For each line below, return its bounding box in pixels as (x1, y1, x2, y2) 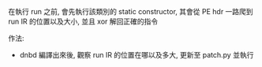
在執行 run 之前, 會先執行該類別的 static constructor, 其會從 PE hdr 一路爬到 (8, 7, 254, 16)
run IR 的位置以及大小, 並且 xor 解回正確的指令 (8, 17, 159, 26)
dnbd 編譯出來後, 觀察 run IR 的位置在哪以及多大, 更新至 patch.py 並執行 (19, 50, 254, 59)
